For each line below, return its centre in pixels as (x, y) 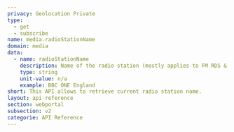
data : (15, 53)
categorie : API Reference (45, 117)
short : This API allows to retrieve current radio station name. (104, 91)
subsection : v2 (29, 111)
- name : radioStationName (51, 59)
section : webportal (36, 105)
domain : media (28, 46)
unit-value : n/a (44, 79)
